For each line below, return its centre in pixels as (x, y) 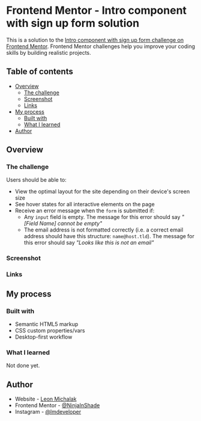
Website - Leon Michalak (46, 399)
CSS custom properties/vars (50, 330)
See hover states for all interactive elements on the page (85, 204)
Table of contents (40, 72)
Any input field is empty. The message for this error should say (102, 217)
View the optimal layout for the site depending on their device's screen (102, 192)
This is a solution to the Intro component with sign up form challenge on (95, 40)
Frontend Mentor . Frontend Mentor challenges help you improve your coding (101, 46)
